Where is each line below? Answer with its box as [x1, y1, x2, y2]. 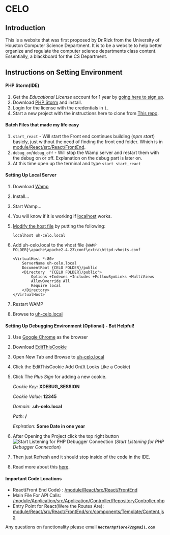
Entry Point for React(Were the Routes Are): [12, 503, 104, 509]
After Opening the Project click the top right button [12, 433, 119, 439]
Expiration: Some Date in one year [12, 423, 86, 430]
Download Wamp [12, 184, 49, 189]
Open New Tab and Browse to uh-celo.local [12, 354, 104, 360]
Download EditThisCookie [12, 344, 67, 350]
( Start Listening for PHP [114, 438, 164, 445]
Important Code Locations [5, 475, 62, 481]
